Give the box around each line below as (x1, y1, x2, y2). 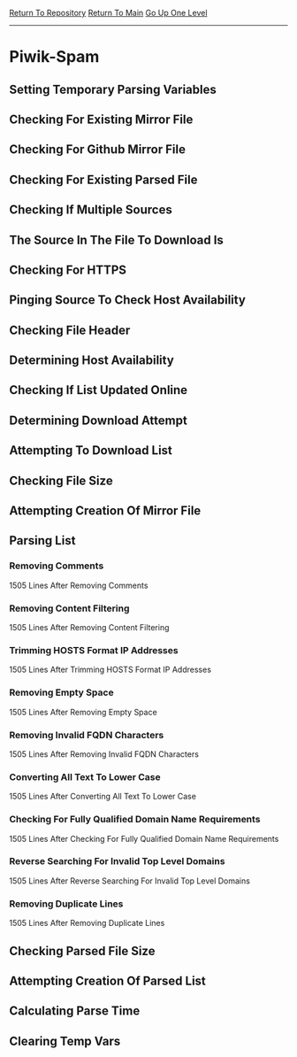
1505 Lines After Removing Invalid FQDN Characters (9, 748, 199, 760)
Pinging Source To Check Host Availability (9, 292, 246, 308)
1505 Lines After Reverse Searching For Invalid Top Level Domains (9, 876, 250, 886)
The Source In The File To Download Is (9, 232, 224, 247)
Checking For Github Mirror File (9, 142, 186, 158)
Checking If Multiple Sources (9, 203, 172, 218)
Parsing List (9, 533, 76, 548)
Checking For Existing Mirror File (9, 112, 194, 127)
